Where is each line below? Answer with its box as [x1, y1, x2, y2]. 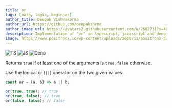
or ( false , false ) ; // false [5, 98, 66, 103]
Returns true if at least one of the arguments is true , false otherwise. [5, 60, 152, 66]
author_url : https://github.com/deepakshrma [5, 21, 102, 27]
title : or [5, 7, 27, 13]
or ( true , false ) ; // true [5, 93, 60, 98]
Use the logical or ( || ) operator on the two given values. [5, 69, 124, 75]
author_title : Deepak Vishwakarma [5, 17, 79, 22]
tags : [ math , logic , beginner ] [5, 12, 72, 17]
